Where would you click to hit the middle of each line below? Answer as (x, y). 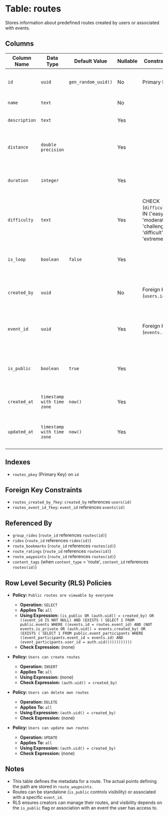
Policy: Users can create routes (46, 657)
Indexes (18, 462)
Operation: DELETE (38, 702)
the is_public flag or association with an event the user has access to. (85, 807)
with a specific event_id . (38, 797)
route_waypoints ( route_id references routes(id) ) (64, 557)
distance (18, 147)
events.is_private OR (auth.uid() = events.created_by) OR (83, 629)
